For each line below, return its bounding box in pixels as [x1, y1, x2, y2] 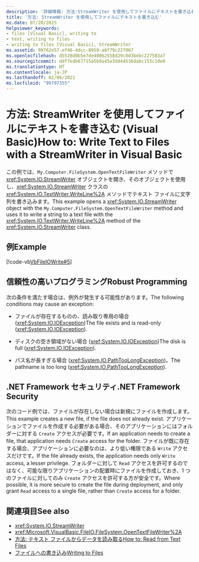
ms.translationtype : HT [6, 63, 65, 70]
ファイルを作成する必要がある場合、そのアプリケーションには [26, 423, 178, 430]
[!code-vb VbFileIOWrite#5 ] [6, 258, 72, 265]
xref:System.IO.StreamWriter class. [6, 223, 92, 230]
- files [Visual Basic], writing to [6, 31, 97, 37]
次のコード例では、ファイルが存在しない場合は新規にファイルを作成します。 [6, 408, 192, 415]
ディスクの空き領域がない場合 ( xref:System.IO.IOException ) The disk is [14, 338, 186, 345]
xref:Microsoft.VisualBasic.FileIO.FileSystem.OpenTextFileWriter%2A [14, 528, 182, 536]
